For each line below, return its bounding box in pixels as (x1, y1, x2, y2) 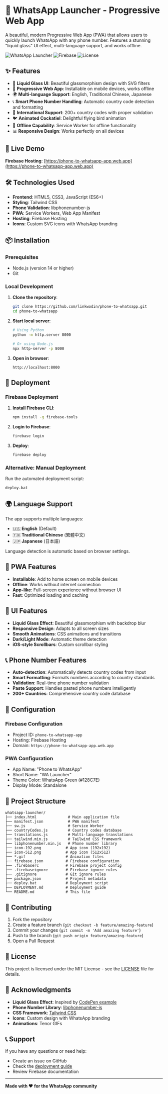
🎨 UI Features (5, 607, 47, 615)
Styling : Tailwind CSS (12, 200, 57, 206)
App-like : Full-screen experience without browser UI (12, 587, 121, 593)
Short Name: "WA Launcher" (12, 772, 71, 778)
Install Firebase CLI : (12, 405, 55, 411)
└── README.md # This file (5, 889, 91, 894)
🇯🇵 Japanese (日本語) (12, 538, 60, 544)
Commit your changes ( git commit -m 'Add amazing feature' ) (12, 927, 141, 933)
